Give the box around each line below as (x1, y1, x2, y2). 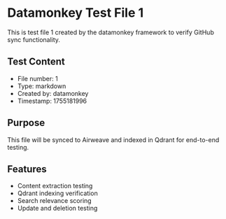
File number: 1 (17, 74, 58, 83)
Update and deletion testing (17, 204, 98, 213)
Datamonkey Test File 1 (7, 5, 144, 21)
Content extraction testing (17, 182, 93, 190)
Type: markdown (17, 82, 66, 90)
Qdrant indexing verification (17, 189, 98, 197)
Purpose (7, 117, 45, 129)
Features (7, 163, 47, 175)
